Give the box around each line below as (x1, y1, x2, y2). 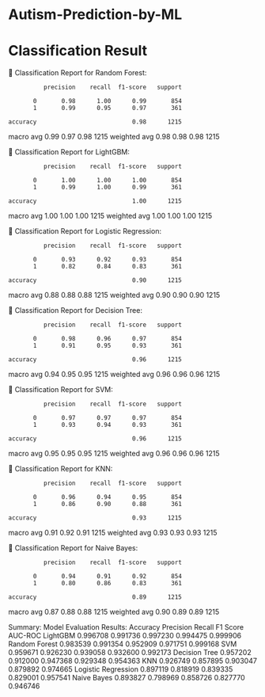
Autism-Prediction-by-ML (8, 6, 183, 24)
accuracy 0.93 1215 (8, 514, 182, 522)
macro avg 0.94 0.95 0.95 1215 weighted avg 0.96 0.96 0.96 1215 (8, 370, 221, 379)
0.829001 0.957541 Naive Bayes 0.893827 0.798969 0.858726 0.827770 (8, 673, 245, 683)
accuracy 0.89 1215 (8, 593, 182, 601)
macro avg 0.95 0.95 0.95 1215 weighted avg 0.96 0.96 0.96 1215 (8, 449, 220, 459)
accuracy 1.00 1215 (8, 197, 182, 205)
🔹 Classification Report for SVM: (8, 385, 113, 394)
